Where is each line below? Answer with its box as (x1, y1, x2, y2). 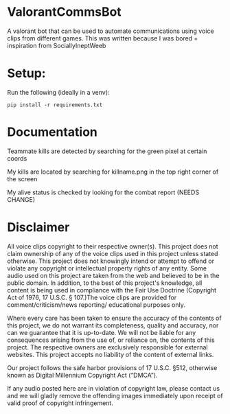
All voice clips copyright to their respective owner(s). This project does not (7, 242, 218, 251)
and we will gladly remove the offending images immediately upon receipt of (7, 391, 223, 400)
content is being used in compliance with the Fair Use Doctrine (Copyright (7, 286, 217, 294)
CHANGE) (7, 195, 36, 203)
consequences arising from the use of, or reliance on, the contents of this (7, 336, 215, 344)
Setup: (7, 66, 46, 81)
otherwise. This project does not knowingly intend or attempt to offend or (7, 257, 215, 265)
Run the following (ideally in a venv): (7, 88, 110, 96)
